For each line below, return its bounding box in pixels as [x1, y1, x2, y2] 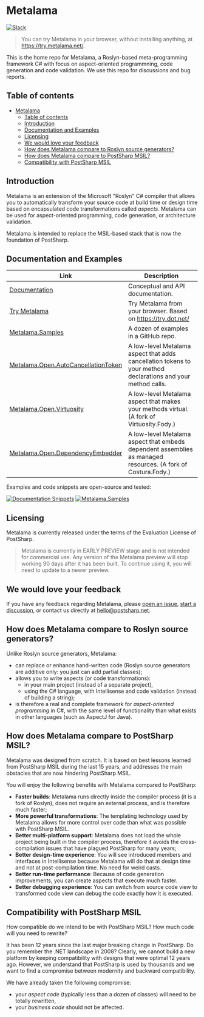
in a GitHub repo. [127, 332, 177, 341]
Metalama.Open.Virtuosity [9, 405, 84, 413]
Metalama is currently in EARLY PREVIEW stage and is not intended [21, 547, 190, 554]
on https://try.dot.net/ [127, 315, 189, 323]
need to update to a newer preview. [21, 566, 110, 574]
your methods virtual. [127, 405, 189, 413]
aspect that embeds [127, 438, 185, 446]
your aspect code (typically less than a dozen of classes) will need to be [15, 991, 196, 998]
